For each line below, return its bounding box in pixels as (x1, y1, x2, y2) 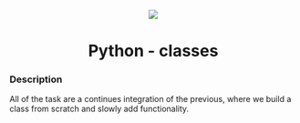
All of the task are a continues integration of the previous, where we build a (9, 94, 292, 105)
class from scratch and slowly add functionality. (9, 103, 190, 115)
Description (9, 73, 63, 86)
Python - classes (88, 40, 219, 61)
